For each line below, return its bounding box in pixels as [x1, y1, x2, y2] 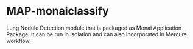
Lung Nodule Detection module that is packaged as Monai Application [6, 24, 181, 31]
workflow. [6, 37, 31, 44]
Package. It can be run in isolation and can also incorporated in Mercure [6, 30, 188, 38]
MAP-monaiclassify [6, 4, 109, 18]
